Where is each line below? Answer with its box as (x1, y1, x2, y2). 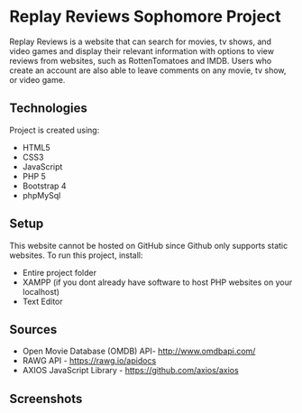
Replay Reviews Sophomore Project (9, 6, 281, 27)
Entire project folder (22, 267, 97, 278)
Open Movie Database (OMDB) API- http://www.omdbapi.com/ (22, 345, 256, 357)
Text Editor (22, 296, 63, 307)
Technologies (9, 101, 88, 116)
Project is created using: (9, 124, 100, 135)
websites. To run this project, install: (9, 250, 143, 261)
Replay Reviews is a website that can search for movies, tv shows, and (9, 36, 272, 47)
